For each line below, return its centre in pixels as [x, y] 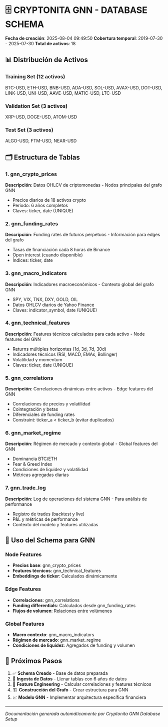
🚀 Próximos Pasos [34, 661]
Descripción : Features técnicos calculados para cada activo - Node [75, 334]
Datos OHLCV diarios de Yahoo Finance [53, 305]
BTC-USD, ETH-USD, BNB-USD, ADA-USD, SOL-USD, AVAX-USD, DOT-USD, [84, 88]
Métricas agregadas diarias [40, 475]
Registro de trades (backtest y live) [48, 514]
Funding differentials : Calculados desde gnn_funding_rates [74, 605]
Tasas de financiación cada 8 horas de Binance [61, 250]
